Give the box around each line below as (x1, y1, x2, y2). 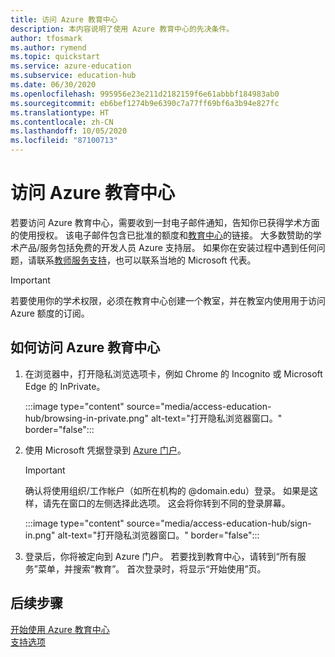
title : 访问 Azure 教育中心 (10, 14, 118, 25)
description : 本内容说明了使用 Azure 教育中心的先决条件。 (10, 24, 235, 34)
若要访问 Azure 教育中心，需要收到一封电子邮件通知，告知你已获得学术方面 (10, 216, 320, 228)
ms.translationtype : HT (10, 107, 110, 118)
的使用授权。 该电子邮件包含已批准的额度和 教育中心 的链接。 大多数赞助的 (10, 229, 313, 241)
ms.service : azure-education (10, 61, 132, 71)
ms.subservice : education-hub (10, 71, 137, 81)
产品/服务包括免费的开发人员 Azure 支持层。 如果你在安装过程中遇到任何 (18, 241, 317, 253)
